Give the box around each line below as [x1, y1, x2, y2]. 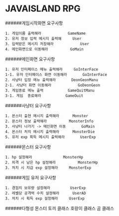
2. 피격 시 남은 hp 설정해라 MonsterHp [5, 160, 98, 165]
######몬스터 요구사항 [5, 144, 51, 149]
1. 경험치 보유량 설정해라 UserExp [5, 185, 86, 190]
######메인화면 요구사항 [5, 56, 56, 62]
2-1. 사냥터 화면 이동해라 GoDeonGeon [5, 82, 101, 87]
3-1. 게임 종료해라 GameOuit [5, 93, 83, 98]
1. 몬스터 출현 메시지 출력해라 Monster [5, 113, 88, 118]
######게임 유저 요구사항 [5, 174, 57, 180]
